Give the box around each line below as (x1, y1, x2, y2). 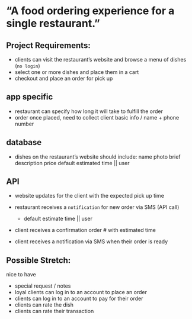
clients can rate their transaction (14, 308, 94, 315)
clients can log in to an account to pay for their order (14, 295, 143, 302)
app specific (6, 92, 53, 102)
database (6, 137, 42, 147)
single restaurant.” (6, 17, 100, 30)
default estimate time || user (23, 215, 93, 223)
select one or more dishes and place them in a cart (14, 69, 139, 75)
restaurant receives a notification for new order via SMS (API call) (14, 204, 180, 211)
